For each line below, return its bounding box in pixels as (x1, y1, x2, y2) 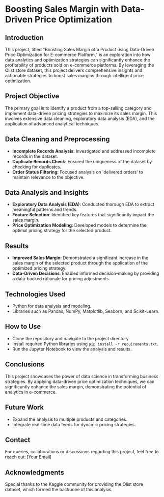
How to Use (5, 322, 41, 331)
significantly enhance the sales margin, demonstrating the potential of (5, 383, 147, 389)
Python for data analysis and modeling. (12, 303, 92, 309)
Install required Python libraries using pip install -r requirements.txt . (12, 341, 159, 347)
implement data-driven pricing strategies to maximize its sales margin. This (5, 110, 157, 116)
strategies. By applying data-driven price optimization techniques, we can (5, 379, 155, 384)
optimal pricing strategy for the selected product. (12, 228, 112, 234)
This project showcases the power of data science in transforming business (5, 373, 159, 379)
